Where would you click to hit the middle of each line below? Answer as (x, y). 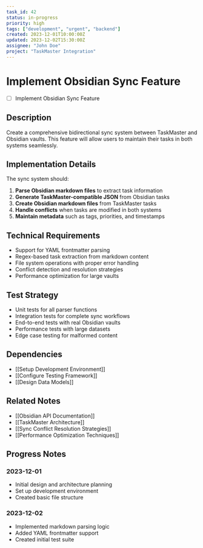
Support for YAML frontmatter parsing (62, 250)
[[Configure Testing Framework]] (56, 375)
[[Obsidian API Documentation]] (55, 416)
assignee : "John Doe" (34, 46)
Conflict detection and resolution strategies (69, 269)
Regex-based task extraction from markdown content (82, 257)
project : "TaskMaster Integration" (51, 52)
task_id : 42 (21, 12)
